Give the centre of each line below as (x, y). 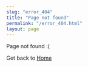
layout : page (23, 29)
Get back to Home (29, 58)
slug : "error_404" (29, 12)
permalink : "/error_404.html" (45, 23)
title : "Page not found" (38, 18)
